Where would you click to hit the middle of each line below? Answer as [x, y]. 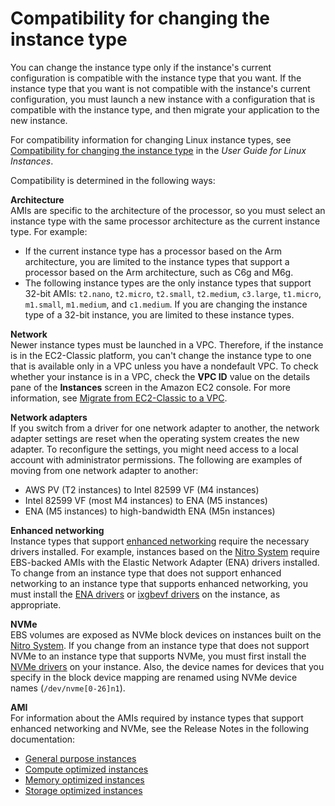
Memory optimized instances [84, 779]
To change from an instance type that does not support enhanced [146, 573]
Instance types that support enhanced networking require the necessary [160, 541]
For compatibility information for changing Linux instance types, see [151, 139]
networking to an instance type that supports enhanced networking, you [159, 583]
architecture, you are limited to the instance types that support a [157, 261]
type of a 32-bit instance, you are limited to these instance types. [159, 314]
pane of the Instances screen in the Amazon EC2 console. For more [151, 387]
